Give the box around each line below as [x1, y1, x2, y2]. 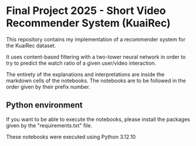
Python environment [6, 100, 83, 110]
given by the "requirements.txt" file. [6, 121, 93, 129]
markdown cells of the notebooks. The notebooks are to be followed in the [6, 77, 186, 84]
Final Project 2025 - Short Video [6, 4, 166, 18]
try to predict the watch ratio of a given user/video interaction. [6, 60, 157, 67]
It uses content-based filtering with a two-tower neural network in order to [6, 53, 186, 60]
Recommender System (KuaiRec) [6, 16, 171, 30]
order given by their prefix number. [6, 83, 90, 90]
